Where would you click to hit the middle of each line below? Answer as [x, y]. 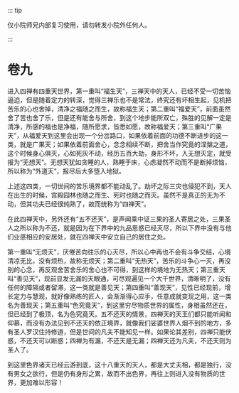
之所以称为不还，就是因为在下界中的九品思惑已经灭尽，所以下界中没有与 [119, 227]
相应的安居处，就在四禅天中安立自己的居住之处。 [97, 237]
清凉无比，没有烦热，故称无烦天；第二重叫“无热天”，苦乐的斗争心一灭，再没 [119, 260]
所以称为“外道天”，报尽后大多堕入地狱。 [67, 171]
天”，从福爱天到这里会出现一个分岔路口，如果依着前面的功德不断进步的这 [115, 135]
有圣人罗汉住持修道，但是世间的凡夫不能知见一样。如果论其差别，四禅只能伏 [119, 332]
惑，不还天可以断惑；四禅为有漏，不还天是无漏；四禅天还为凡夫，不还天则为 [119, 340]
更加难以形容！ [42, 382]
